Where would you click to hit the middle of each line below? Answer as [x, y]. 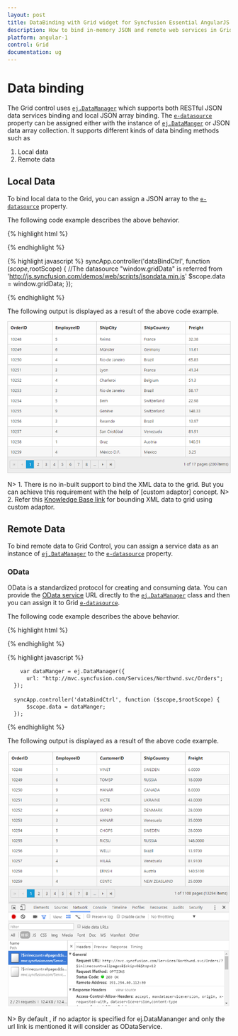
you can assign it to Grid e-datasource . [64, 602]
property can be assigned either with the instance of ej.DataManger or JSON [119, 123]
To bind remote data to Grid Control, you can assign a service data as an [113, 546]
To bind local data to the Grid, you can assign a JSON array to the [103, 198]
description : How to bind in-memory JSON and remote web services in [112, 30]
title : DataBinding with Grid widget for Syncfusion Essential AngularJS [119, 22]
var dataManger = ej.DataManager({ [73, 671]
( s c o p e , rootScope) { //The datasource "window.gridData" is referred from [115, 269]
